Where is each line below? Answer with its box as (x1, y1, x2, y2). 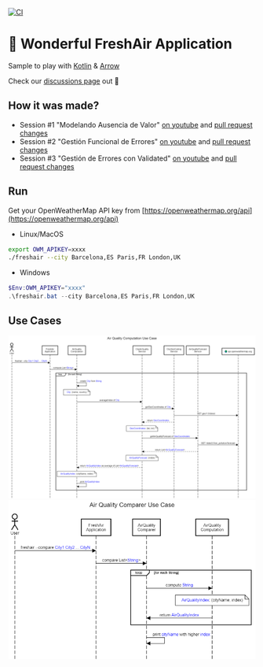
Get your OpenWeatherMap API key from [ (8, 206, 145, 215)
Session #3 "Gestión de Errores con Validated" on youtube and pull (19, 154, 237, 163)
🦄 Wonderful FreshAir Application (8, 35, 233, 53)
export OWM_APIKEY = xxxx (8, 245, 86, 254)
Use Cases (8, 314, 62, 328)
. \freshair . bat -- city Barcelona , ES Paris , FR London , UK (8, 292, 195, 301)
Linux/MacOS (19, 229, 64, 239)
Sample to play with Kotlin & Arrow (8, 61, 120, 70)
